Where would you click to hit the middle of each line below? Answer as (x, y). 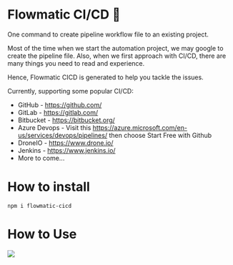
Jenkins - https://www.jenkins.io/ (66, 150)
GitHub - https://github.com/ (60, 105)
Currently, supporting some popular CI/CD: (71, 91)
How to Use (42, 234)
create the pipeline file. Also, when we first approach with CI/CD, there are (117, 56)
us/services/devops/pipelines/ (63, 135)
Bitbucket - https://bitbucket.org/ (66, 120)
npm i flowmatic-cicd (40, 206)
